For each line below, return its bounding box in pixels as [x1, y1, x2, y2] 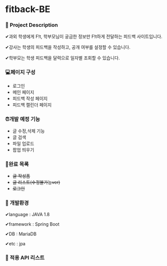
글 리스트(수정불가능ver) [12, 179, 60, 185]
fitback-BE [5, 4, 51, 15]
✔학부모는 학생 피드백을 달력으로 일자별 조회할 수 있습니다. [5, 55, 120, 61]
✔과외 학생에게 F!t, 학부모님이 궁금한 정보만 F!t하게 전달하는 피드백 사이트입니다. [5, 34, 163, 40]
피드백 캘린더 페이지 [12, 102, 52, 108]
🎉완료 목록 [5, 161, 29, 167]
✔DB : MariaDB [5, 231, 37, 237]
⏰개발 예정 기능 [5, 115, 40, 122]
